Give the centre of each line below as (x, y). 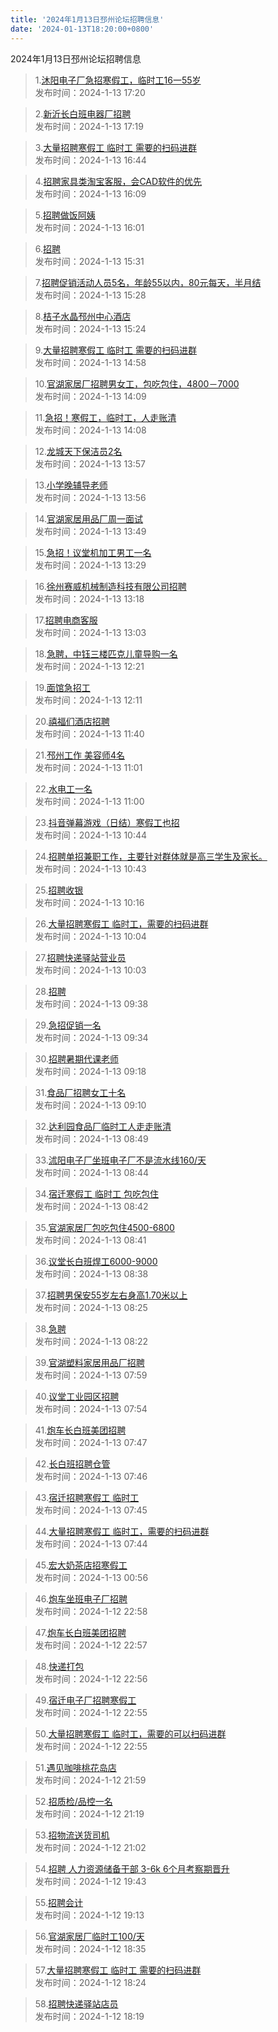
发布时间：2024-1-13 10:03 (90, 970)
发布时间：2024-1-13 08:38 (91, 1273)
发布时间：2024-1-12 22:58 (91, 1611)
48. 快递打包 (59, 1666)
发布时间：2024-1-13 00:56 (91, 1577)
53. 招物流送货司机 (72, 1835)
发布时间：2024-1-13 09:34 (91, 1037)
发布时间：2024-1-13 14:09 (90, 396)
